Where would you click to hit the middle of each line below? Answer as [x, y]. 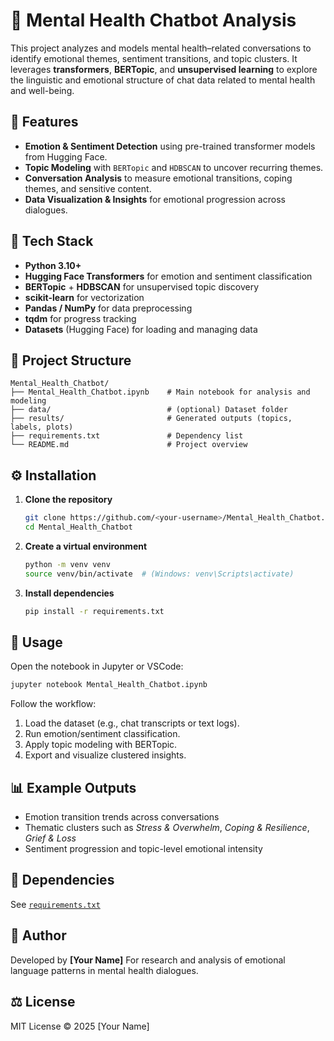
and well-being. [42, 90]
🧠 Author [38, 935]
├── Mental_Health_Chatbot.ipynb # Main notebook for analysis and [160, 392]
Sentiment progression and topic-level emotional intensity [143, 849]
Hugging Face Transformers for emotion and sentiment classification [168, 276]
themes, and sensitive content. [88, 188]
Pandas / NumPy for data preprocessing [108, 308]
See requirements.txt [55, 904]
